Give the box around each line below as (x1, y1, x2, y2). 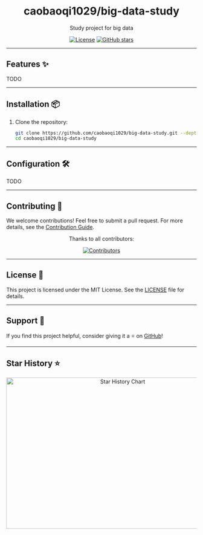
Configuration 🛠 (6, 158, 70, 169)
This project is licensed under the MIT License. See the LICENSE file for (6, 286, 185, 293)
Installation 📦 (6, 99, 60, 109)
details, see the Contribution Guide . (6, 223, 95, 230)
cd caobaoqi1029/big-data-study (14, 135, 97, 141)
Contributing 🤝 (6, 201, 63, 211)
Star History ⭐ (6, 358, 60, 368)
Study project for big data (69, 24, 134, 31)
